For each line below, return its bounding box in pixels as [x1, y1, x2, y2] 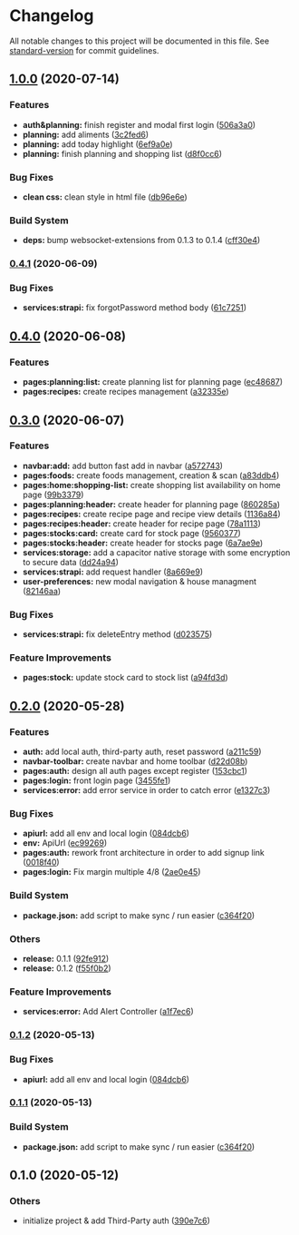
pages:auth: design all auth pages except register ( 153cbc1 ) [22, 766, 247, 777]
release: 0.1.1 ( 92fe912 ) [22, 953, 110, 964]
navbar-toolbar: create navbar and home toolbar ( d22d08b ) [22, 756, 248, 767]
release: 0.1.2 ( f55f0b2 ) [22, 963, 111, 974]
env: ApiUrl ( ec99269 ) [22, 838, 107, 848]
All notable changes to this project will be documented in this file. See [9, 35, 270, 46]
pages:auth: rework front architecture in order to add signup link [22, 848, 265, 858]
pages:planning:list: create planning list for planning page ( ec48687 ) [22, 377, 284, 387]
